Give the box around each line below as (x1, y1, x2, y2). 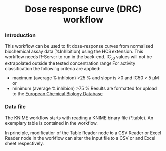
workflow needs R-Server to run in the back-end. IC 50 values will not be (5, 54, 152, 61)
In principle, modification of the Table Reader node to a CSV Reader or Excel (5, 130, 161, 136)
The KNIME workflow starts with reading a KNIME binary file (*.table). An (5, 115, 154, 121)
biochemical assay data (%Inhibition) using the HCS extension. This (5, 48, 144, 55)
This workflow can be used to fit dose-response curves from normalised (5, 43, 154, 49)
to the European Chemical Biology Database (12, 91, 103, 97)
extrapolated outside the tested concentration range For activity (5, 60, 136, 66)
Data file (5, 103, 26, 110)
